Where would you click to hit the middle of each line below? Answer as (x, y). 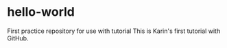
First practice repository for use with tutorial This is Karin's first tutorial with (114, 31)
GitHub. (18, 38)
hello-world (41, 12)
